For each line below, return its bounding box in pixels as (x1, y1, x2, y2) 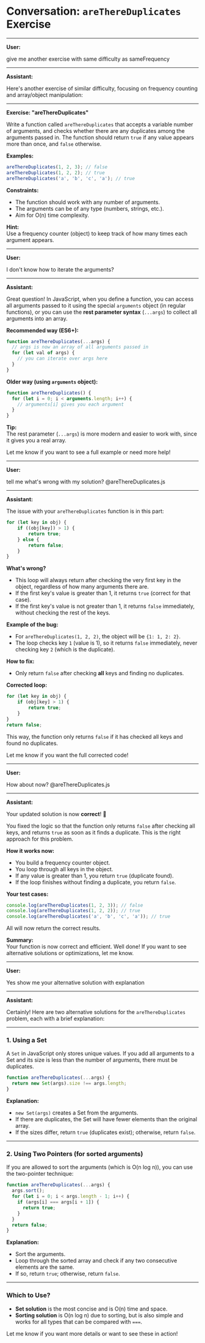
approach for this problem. (6, 835, 74, 842)
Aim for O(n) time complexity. (15, 211, 90, 219)
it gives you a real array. (6, 437, 67, 444)
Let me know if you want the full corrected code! (6, 751, 129, 759)
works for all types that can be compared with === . (15, 1318, 142, 1325)
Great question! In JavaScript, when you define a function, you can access (6, 295, 194, 303)
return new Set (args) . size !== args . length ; (12, 1080, 127, 1087)
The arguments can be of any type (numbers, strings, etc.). (15, 205, 165, 212)
